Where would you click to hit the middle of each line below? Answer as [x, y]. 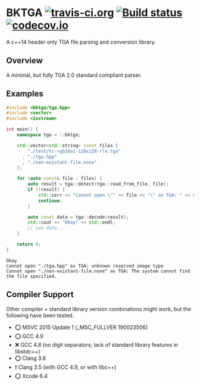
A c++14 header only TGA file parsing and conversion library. [81, 42]
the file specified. [32, 276]
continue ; [50, 201]
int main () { [22, 129]
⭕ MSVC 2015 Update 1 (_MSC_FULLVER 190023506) [81, 327]
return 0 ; [29, 244]
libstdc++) [27, 351]
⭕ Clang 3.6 [30, 358]
